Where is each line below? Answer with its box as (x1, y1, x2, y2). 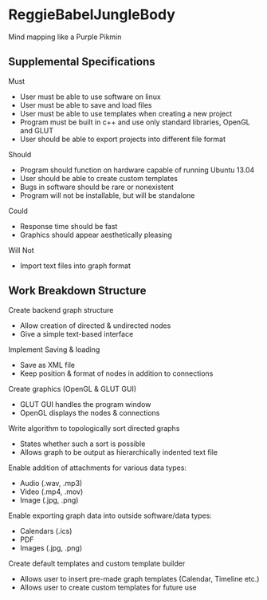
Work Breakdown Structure (8, 284, 147, 298)
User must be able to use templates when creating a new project (19, 109, 233, 118)
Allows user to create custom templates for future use (19, 582, 197, 592)
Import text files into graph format (19, 261, 132, 270)
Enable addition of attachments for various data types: (8, 463, 187, 472)
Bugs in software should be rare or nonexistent (19, 182, 174, 191)
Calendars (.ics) (19, 526, 73, 535)
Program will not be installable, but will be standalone (19, 190, 195, 200)
